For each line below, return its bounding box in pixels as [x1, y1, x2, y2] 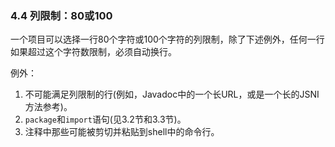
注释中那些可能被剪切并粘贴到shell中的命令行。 [24, 126, 220, 138]
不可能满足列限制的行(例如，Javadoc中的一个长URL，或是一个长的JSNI [24, 88, 320, 101]
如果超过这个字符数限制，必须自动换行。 [10, 46, 177, 58]
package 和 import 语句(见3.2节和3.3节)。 [24, 113, 187, 126]
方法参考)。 [24, 101, 73, 113]
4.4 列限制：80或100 [10, 8, 113, 22]
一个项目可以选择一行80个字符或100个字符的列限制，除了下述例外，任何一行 [10, 33, 325, 46]
